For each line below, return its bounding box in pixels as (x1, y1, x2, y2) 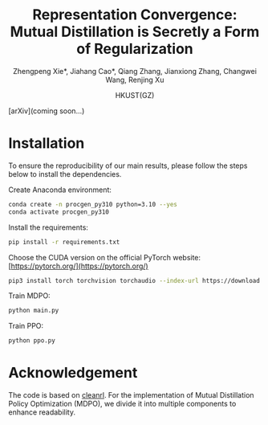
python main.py (8, 307, 59, 315)
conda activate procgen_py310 (8, 207, 110, 216)
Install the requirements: (8, 223, 88, 232)
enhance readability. (8, 407, 76, 417)
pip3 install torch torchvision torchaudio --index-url (8, 276, 199, 284)
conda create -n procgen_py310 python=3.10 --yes (8, 200, 178, 208)
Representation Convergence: (31, 6, 238, 24)
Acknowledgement (8, 364, 138, 382)
